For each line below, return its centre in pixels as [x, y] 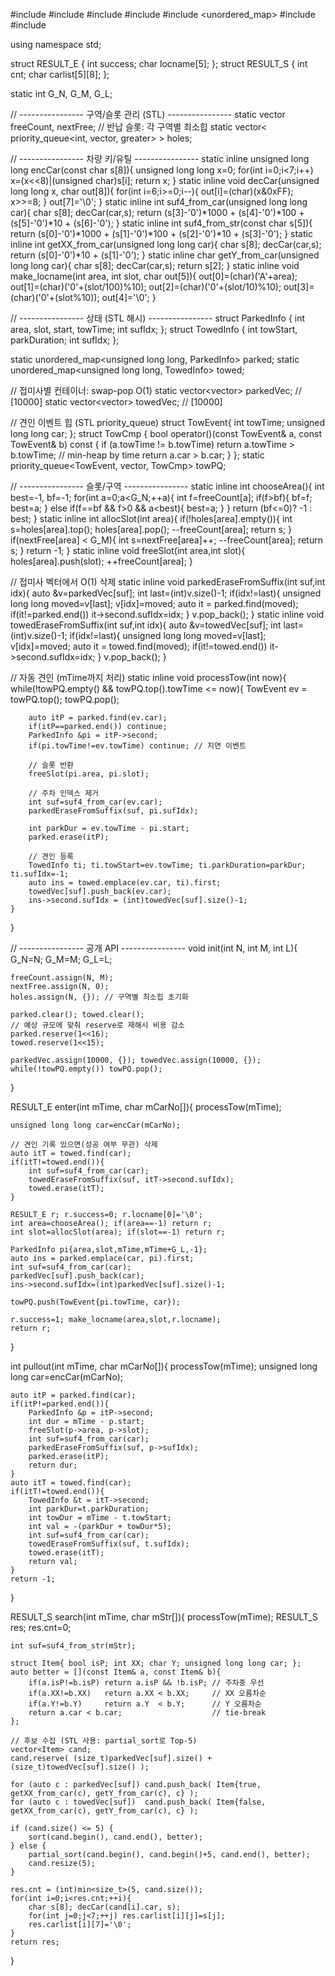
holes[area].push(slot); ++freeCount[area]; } [101, 561]
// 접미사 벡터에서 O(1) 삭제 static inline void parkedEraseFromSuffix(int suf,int [168, 582]
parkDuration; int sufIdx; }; [65, 340]
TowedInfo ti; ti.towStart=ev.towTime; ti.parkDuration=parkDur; [167, 865]
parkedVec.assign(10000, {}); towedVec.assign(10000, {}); [136, 1060]
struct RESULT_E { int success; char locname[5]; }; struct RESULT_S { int [159, 63]
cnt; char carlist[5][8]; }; [60, 74]
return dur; [53, 1465]
